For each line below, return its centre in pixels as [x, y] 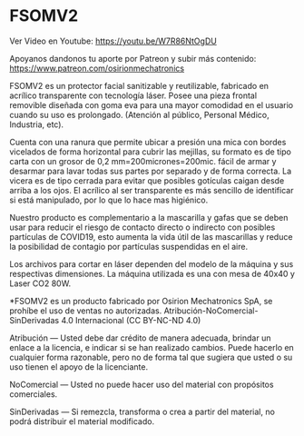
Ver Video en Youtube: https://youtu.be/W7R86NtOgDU [113, 41]
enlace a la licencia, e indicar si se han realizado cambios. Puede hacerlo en [152, 347]
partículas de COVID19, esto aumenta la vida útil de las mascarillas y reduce [151, 236]
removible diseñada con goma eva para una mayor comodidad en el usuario [151, 104]
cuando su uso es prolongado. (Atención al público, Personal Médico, [139, 114]
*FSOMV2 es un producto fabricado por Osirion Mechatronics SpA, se [141, 301]
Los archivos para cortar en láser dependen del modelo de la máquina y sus [152, 263]
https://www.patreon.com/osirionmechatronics [97, 68]
